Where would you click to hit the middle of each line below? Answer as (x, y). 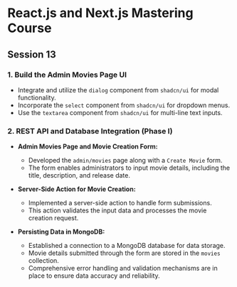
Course (30, 28)
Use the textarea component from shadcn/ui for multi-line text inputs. (120, 112)
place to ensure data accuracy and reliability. (94, 276)
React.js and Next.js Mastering (100, 13)
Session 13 (32, 54)
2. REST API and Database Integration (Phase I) (90, 131)
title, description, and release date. (79, 175)
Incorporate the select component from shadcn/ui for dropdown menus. (123, 105)
